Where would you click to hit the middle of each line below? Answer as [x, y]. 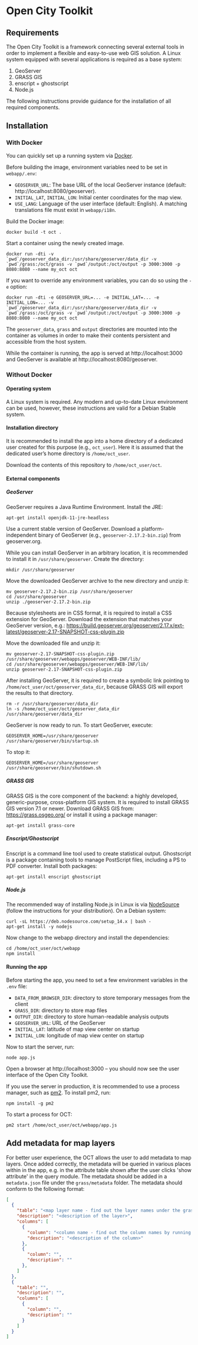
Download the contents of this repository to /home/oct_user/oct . [84, 465]
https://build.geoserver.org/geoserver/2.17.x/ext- [125, 625]
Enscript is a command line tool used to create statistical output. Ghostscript [99, 853]
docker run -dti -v [30, 254]
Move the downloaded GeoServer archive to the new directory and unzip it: [98, 580]
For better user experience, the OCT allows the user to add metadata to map [99, 1157]
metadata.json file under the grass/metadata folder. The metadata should [94, 1183]
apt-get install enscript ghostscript [54, 877]
